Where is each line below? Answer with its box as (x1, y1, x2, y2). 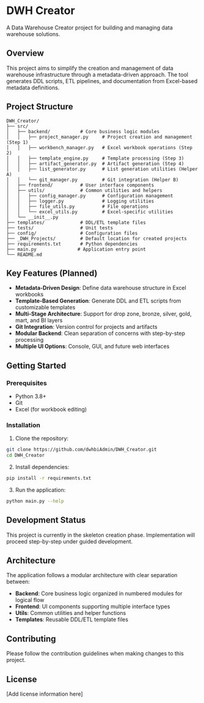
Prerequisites (6, 378, 47, 387)
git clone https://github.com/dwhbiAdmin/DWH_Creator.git (6, 447, 157, 453)
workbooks (15, 291, 44, 298)
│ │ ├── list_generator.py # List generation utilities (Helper (6, 166, 199, 172)
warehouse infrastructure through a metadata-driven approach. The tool (6, 71, 188, 78)
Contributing (6, 633, 56, 644)
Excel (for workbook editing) (15, 406, 87, 413)
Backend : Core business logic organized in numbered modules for (15, 590, 183, 597)
